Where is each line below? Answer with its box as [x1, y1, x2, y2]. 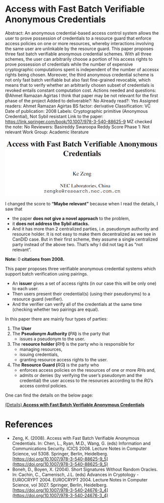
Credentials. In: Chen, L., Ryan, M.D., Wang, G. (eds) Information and [12, 440, 151, 446]
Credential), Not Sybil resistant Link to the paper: [5, 113, 104, 119]
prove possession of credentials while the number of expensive [5, 61, 133, 67]
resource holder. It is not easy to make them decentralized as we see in [12, 231, 156, 237]
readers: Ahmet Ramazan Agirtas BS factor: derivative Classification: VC [5, 103, 151, 109]
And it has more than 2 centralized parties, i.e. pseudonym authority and [12, 226, 159, 231]
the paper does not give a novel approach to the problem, [12, 215, 130, 221]
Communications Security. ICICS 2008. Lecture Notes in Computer [12, 445, 147, 452]
